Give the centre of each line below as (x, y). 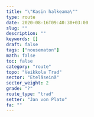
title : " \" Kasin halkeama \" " (42, 12)
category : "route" (29, 66)
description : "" (26, 34)
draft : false (22, 45)
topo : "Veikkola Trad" (34, 72)
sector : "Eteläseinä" (33, 77)
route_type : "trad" (30, 94)
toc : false (20, 61)
